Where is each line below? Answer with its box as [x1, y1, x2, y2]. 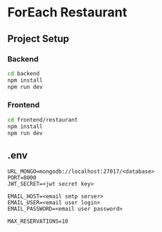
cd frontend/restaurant [7, 116, 79, 123]
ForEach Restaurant [7, 4, 127, 21]
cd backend [7, 70, 40, 77]
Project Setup [7, 33, 70, 45]
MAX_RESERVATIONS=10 [7, 218, 69, 225]
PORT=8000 [7, 174, 37, 181]
